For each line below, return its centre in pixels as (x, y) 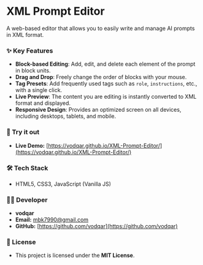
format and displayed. (43, 103)
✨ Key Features (30, 50)
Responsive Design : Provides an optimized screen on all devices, (98, 110)
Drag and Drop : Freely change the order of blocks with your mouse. (101, 77)
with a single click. (39, 90)
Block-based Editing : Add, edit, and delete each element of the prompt (105, 64)
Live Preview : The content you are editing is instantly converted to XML (106, 97)
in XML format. (25, 34)
